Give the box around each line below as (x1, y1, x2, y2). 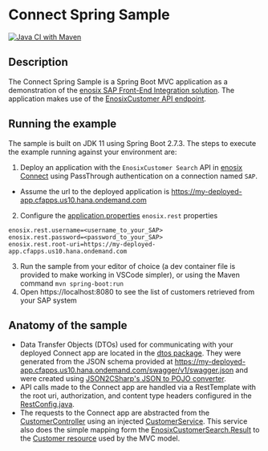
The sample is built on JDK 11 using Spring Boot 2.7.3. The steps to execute (8, 138, 257, 148)
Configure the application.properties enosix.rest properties (19, 210, 218, 220)
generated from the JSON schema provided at (19, 357, 173, 367)
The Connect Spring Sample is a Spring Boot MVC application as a (8, 76, 229, 86)
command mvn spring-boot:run (19, 278, 124, 288)
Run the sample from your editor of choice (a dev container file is (19, 261, 236, 270)
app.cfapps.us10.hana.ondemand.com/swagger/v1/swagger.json (19, 365, 234, 375)
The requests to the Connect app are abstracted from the (19, 408, 210, 418)
